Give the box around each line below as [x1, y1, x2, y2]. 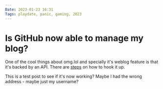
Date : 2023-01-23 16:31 [5, 7, 54, 12]
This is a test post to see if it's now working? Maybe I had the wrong [5, 73, 143, 79]
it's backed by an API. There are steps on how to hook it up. [5, 64, 125, 70]
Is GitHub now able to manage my [5, 33, 144, 44]
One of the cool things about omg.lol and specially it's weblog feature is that [5, 59, 159, 65]
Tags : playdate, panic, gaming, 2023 [5, 12, 82, 17]
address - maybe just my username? [5, 79, 79, 85]
